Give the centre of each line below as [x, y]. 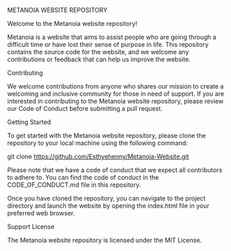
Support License [31, 227]
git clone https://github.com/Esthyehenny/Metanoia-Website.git [98, 157]
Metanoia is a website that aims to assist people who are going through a [112, 37]
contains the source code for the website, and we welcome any [98, 52]
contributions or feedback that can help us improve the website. [99, 59]
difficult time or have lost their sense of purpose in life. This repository [108, 44]
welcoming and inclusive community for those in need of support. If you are [116, 94]
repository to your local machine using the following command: [97, 143]
